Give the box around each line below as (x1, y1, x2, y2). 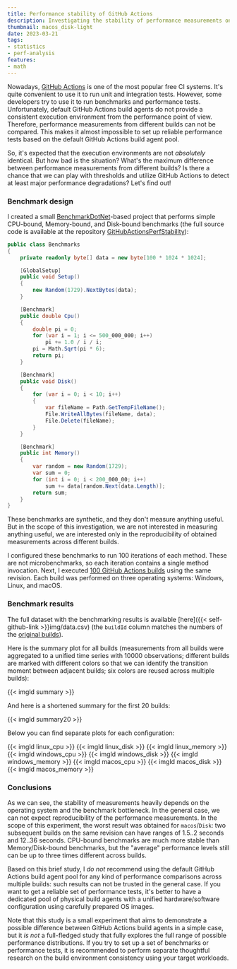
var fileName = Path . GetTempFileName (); (44, 404, 166, 411)
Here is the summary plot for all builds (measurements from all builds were (7, 644, 224, 652)
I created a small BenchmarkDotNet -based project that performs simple (7, 212, 216, 221)
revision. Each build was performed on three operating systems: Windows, (7, 574, 224, 582)
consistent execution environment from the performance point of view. (7, 112, 213, 121)
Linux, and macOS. (7, 581, 62, 590)
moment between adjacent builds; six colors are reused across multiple (7, 666, 215, 675)
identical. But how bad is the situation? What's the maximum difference (7, 156, 214, 165)
